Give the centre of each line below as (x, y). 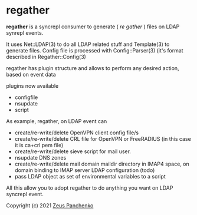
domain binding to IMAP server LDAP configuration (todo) (85, 170)
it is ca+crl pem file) (39, 145)
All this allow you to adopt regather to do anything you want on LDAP (90, 188)
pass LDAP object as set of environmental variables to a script (90, 176)
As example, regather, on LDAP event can (57, 121)
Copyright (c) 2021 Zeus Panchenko (50, 205)
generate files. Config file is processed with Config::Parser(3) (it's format (95, 50)
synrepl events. (25, 32)
